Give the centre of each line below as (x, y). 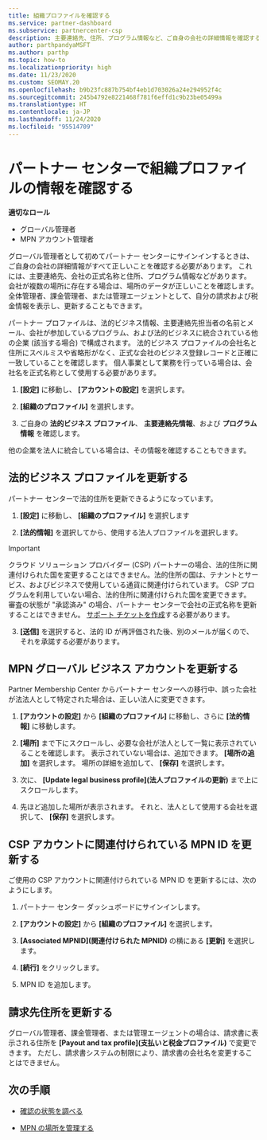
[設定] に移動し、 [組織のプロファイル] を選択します (104, 515)
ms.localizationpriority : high (60, 68)
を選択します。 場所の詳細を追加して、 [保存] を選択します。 (130, 763)
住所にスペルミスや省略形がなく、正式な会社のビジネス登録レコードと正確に (133, 352)
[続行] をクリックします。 (61, 968)
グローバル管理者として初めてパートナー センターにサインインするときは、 (131, 256)
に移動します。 (56, 727)
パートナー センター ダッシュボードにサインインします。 (112, 907)
